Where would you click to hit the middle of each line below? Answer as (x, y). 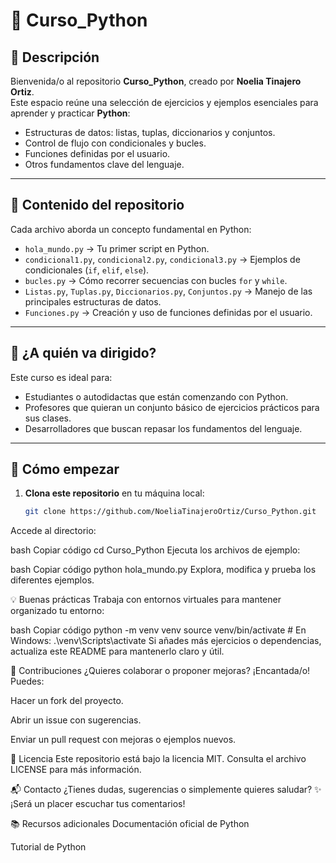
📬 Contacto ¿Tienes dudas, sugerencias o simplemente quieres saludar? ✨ (166, 790)
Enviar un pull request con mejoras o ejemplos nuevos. (123, 740)
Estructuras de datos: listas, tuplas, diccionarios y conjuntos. (150, 132)
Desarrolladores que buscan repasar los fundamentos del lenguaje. (163, 428)
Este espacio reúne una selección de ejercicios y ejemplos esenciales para (164, 102)
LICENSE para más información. (76, 770)
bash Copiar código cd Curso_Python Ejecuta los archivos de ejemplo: (155, 550)
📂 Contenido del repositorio (97, 205)
